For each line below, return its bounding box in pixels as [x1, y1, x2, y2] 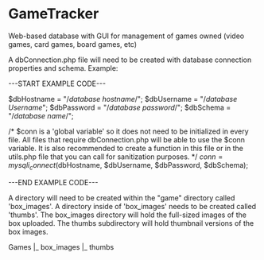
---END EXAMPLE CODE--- [8, 177, 99, 187]
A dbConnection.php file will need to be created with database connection [8, 55, 252, 64]
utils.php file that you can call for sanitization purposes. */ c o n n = [8, 152, 223, 161]
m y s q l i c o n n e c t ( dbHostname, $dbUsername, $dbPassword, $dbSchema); [8, 160, 249, 172]
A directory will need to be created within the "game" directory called [8, 192, 235, 203]
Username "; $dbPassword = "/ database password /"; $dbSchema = [8, 103, 231, 112]
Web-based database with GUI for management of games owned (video [8, 31, 245, 41]
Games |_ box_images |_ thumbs [8, 242, 115, 251]
